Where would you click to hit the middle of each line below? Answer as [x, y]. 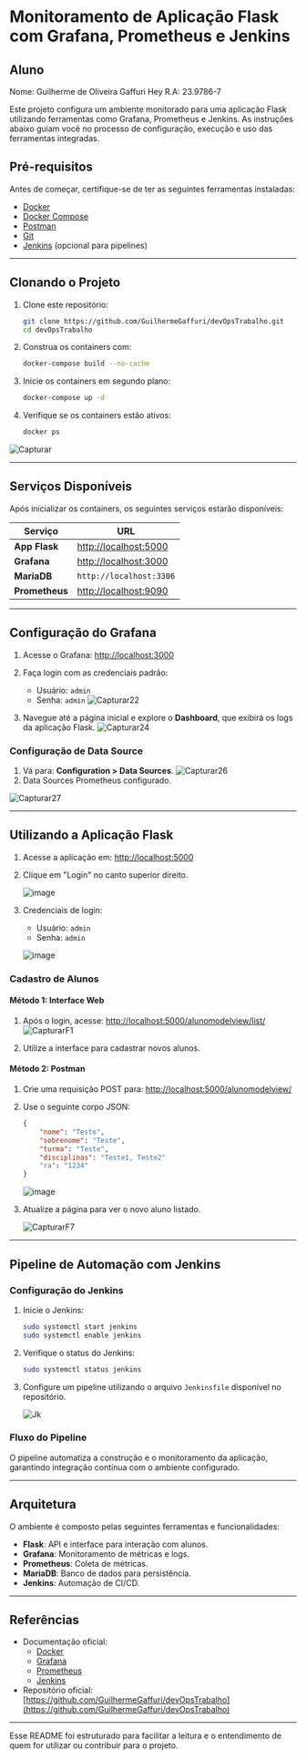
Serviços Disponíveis [71, 486]
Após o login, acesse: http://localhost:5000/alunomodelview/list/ [144, 1020]
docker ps [41, 432]
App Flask [36, 546]
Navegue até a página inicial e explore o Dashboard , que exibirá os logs [158, 717]
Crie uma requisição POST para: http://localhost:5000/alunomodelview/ [157, 1089]
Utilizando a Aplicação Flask [92, 835]
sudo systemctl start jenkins [80, 1327]
